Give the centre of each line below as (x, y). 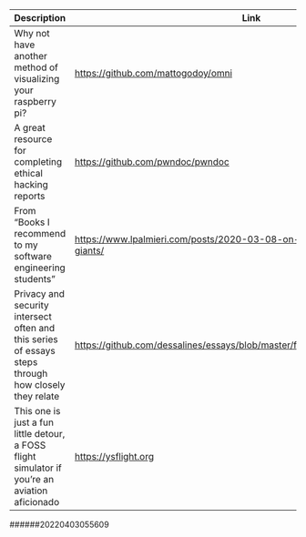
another (31, 56)
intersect (33, 316)
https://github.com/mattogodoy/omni (153, 73)
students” (35, 279)
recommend (40, 233)
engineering (40, 268)
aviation (31, 491)
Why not (32, 33)
